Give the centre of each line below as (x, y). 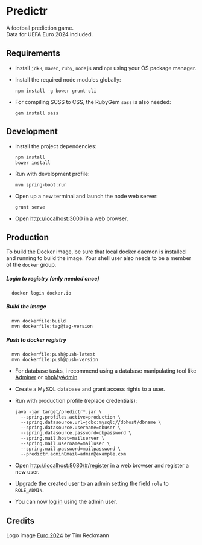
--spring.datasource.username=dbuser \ (71, 428)
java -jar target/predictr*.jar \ (58, 412)
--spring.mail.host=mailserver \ (63, 439)
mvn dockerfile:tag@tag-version (52, 327)
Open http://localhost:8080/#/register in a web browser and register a (102, 465)
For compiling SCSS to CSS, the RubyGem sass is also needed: (93, 102)
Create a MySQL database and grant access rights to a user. (90, 389)
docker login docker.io (41, 293)
